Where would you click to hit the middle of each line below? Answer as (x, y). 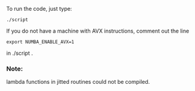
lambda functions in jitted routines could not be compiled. (78, 82)
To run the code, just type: (39, 9)
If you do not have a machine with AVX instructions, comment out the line (98, 31)
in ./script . (20, 53)
